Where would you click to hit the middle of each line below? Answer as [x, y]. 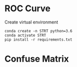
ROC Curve [28, 9]
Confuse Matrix [37, 59]
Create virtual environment [31, 22]
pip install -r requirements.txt [38, 40]
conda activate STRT [26, 35]
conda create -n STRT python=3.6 [38, 31]
